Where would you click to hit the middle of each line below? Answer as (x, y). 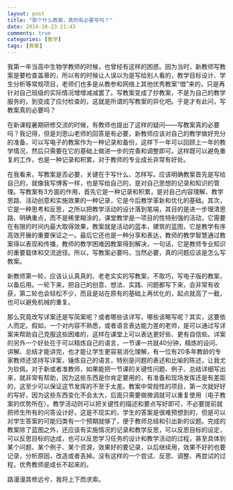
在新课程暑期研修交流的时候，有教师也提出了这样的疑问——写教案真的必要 (113, 125)
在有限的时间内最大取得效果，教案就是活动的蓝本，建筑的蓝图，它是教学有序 (116, 226)
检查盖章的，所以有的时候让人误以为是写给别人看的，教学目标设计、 (122, 75)
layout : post (26, 14)
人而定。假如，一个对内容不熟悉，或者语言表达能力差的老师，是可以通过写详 (116, 325)
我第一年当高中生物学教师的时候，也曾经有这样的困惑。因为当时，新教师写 (113, 66)
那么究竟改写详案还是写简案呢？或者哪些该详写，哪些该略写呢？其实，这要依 (116, 317)
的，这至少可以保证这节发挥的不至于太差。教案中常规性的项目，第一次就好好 (116, 386)
